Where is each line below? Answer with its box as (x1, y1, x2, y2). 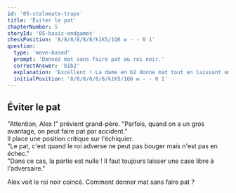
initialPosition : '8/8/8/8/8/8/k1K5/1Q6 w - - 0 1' (13, 75, 169, 83)
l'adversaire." (7, 164, 46, 173)
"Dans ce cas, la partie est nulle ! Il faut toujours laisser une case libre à (7, 157, 214, 165)
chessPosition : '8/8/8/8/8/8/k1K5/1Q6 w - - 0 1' (7, 36, 156, 43)
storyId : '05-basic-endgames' (7, 29, 96, 37)
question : (7, 43, 37, 50)
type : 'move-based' (13, 50, 71, 57)
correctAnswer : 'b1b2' (13, 62, 80, 69)
